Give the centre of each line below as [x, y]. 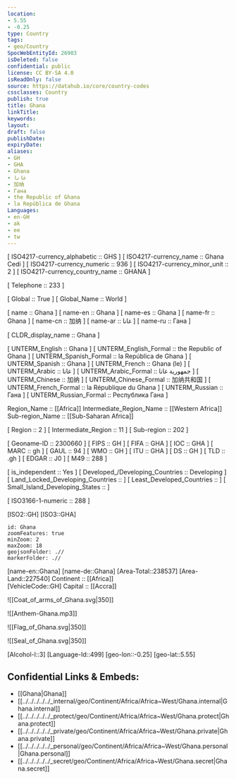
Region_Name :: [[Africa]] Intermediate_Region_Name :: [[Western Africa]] [115, 409]
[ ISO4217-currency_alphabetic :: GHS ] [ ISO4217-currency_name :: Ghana [116, 257]
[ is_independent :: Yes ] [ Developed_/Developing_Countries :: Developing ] [117, 472]
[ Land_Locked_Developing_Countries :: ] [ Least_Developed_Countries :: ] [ [117, 479]
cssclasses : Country [38, 92]
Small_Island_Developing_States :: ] [59, 487]
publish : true [28, 99]
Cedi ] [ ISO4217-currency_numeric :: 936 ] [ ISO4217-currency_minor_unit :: [118, 264]
